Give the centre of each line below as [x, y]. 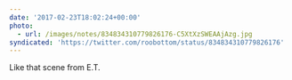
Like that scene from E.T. [55, 68]
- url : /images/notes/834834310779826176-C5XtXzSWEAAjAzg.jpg [135, 34]
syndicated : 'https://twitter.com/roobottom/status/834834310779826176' [147, 42]
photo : [21, 26]
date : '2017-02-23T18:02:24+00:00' [75, 17]
